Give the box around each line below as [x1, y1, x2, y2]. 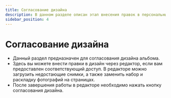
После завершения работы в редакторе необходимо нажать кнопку [12, 82, 162, 88]
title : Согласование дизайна [5, 7, 67, 13]
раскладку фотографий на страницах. [12, 77, 95, 83]
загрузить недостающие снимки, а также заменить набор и [12, 71, 144, 77]
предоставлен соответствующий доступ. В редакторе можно [12, 66, 147, 72]
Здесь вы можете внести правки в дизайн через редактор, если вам [12, 61, 163, 67]
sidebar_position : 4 [5, 17, 49, 22]
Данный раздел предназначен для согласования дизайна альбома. [12, 55, 160, 61]
